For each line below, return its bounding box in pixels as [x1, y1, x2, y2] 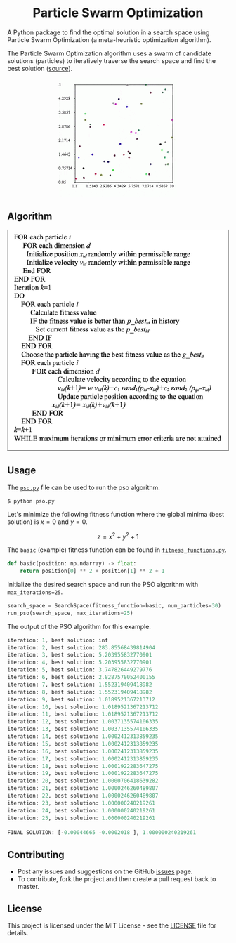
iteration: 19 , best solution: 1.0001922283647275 [7, 770, 159, 777]
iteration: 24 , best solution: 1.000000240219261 [7, 807, 156, 814]
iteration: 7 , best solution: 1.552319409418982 [7, 681, 152, 688]
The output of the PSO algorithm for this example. [7, 622, 151, 631]
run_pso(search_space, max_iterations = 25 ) [7, 609, 133, 616]
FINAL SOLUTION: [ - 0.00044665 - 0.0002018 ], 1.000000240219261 [7, 829, 197, 836]
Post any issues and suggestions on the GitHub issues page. [17, 867, 193, 876]
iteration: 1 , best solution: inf [7, 637, 109, 644]
